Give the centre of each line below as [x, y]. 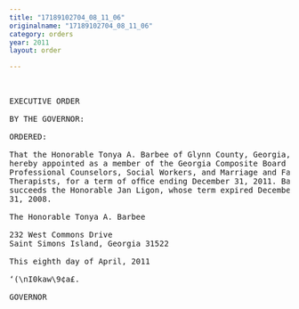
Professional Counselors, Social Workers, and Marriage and [143, 173]
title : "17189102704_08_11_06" [67, 17]
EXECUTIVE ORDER [44, 102]
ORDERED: [28, 137]
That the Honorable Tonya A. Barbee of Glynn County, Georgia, [150, 155]
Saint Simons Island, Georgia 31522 [89, 244]
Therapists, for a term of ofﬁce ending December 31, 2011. [143, 182]
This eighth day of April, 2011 [80, 262]
